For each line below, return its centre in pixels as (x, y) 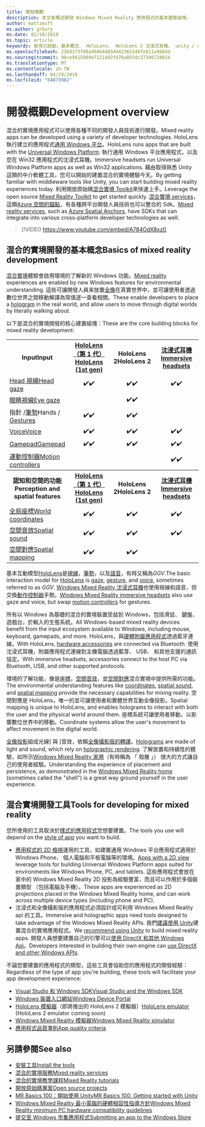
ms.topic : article (30, 40)
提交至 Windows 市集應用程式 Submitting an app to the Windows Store (103, 1117)
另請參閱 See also (39, 1049)
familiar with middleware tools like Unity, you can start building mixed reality (102, 182)
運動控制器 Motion (35, 457)
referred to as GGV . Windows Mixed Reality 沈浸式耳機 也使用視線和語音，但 (102, 587)
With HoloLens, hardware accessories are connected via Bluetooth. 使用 (108, 643)
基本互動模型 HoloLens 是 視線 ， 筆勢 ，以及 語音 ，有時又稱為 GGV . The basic (99, 573)
